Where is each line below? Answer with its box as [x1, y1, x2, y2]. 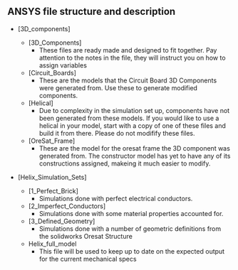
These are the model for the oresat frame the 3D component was [38, 144, 230, 152]
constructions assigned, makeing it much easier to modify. [38, 159, 211, 168]
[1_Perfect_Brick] [28, 186, 78, 195]
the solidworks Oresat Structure [38, 232, 133, 240]
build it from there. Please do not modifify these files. [38, 129, 195, 137]
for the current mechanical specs [38, 254, 137, 263]
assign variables [38, 60, 88, 70]
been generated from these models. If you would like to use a [38, 114, 219, 122]
